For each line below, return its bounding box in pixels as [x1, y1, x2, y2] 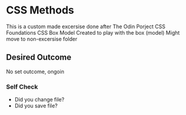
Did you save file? [14, 102, 58, 109]
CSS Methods [6, 4, 75, 17]
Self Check [6, 83, 38, 91]
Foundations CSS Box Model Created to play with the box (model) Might [6, 29, 180, 36]
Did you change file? [14, 96, 65, 103]
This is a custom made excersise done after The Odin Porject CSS [6, 23, 165, 30]
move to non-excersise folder [6, 35, 77, 42]
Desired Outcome [6, 52, 72, 62]
